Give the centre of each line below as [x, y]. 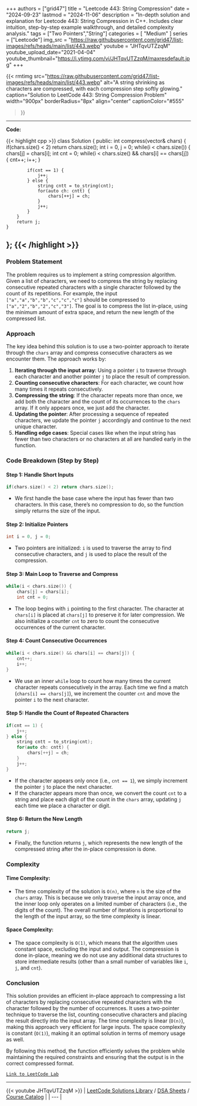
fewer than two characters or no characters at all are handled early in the [103, 439]
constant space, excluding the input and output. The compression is [97, 949]
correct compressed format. [40, 1064]
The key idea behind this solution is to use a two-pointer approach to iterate [98, 346]
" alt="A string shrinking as [133, 82]
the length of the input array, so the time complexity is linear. [88, 916]
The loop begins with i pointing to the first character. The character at [99, 608]
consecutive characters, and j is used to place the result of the [91, 554]
